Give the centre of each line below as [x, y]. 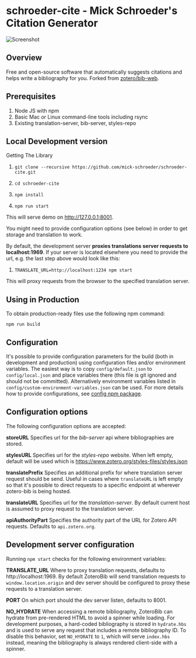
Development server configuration [70, 545]
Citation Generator [52, 23]
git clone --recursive [42, 167]
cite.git [25, 173]
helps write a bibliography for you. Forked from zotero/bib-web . [83, 78]
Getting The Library [29, 156]
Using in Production [43, 299]
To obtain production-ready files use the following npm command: [85, 314]
